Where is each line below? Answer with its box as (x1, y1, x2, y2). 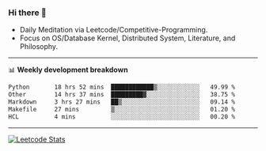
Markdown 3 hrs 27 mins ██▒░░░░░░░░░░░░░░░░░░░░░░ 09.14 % (8, 98, 236, 106)
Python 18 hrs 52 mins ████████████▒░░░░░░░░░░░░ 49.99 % (8, 83, 236, 92)
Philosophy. (19, 42, 58, 51)
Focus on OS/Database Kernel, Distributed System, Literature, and (19, 33, 236, 43)
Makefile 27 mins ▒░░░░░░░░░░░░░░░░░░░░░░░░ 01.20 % (8, 105, 236, 113)
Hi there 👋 (8, 7, 47, 18)
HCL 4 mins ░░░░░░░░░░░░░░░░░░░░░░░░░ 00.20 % (8, 112, 236, 121)
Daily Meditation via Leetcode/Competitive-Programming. (19, 25, 208, 35)
